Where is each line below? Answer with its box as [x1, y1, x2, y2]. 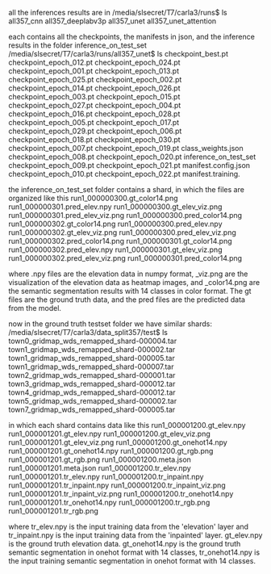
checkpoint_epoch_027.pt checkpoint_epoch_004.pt [8, 101, 181, 110]
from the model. [8, 304, 62, 312]
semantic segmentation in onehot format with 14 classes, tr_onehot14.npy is [8, 547, 261, 557]
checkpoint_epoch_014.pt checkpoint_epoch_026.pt [8, 83, 181, 93]
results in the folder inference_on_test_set [8, 40, 148, 50]
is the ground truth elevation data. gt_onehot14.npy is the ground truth [8, 539, 241, 548]
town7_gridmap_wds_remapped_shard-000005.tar [8, 404, 176, 414]
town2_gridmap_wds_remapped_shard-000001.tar [8, 371, 176, 379]
